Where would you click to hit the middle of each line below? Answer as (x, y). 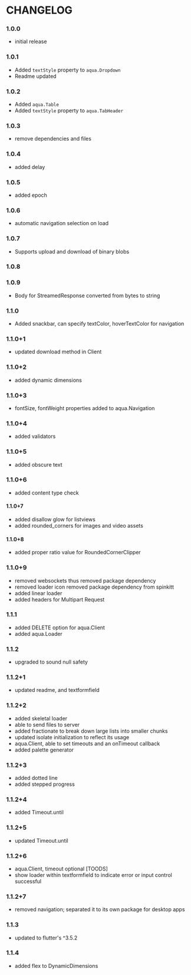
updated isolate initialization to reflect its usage (72, 737)
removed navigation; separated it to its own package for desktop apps (100, 909)
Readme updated (36, 76)
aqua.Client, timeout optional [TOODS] (61, 869)
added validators (35, 436)
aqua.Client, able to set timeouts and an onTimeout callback (87, 743)
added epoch (31, 195)
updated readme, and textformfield (57, 690)
